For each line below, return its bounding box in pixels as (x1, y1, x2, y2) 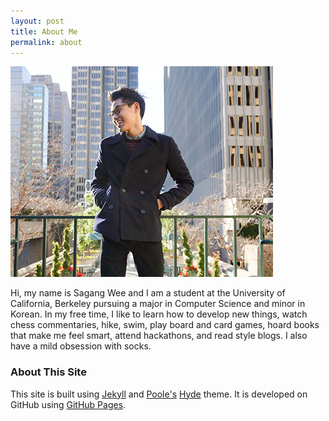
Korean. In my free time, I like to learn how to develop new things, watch (10, 308, 308, 320)
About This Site (10, 365, 87, 379)
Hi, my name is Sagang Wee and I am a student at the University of (10, 287, 286, 299)
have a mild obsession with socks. (10, 340, 152, 352)
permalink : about (10, 37, 83, 47)
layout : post (10, 16, 65, 26)
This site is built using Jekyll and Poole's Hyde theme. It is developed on (10, 388, 308, 400)
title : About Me (10, 26, 78, 37)
